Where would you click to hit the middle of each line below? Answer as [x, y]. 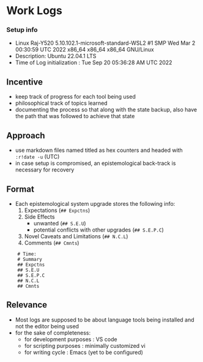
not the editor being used [47, 326]
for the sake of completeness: [53, 333]
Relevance [27, 305]
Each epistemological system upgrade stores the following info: [95, 203]
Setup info [22, 30]
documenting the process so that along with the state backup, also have [106, 110]
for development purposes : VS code [71, 339]
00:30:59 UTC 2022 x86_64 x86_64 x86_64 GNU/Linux [84, 50]
